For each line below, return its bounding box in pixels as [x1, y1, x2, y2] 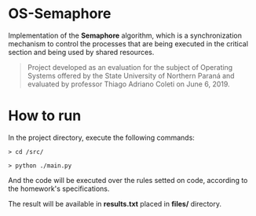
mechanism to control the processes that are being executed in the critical [8, 38, 249, 48]
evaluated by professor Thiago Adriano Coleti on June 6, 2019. [27, 79, 230, 89]
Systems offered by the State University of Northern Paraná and [27, 71, 235, 80]
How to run [8, 107, 82, 125]
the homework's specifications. [8, 184, 110, 193]
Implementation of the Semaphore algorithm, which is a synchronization [8, 31, 242, 40]
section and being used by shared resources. [8, 47, 155, 57]
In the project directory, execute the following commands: [8, 133, 195, 142]
